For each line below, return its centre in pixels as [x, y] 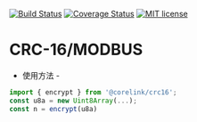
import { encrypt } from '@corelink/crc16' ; [93, 92]
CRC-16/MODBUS [76, 50]
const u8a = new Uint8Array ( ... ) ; [74, 101]
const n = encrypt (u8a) [53, 109]
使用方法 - [41, 75]
